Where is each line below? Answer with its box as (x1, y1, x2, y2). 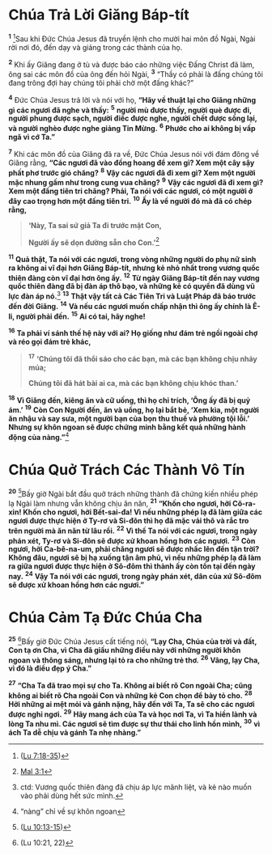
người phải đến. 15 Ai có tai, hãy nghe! (15, 310, 146, 321)
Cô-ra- (232, 498, 257, 508)
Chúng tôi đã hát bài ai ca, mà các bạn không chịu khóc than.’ (28, 378, 239, 387)
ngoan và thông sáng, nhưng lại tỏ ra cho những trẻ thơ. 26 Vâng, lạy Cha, (8, 654, 261, 665)
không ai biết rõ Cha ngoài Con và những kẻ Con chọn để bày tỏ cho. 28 (8, 689, 253, 701)
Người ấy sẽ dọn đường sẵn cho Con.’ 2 (28, 236, 160, 248)
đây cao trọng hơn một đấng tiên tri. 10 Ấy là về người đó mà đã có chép (8, 194, 253, 205)
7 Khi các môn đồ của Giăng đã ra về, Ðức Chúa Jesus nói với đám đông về (8, 147, 260, 159)
